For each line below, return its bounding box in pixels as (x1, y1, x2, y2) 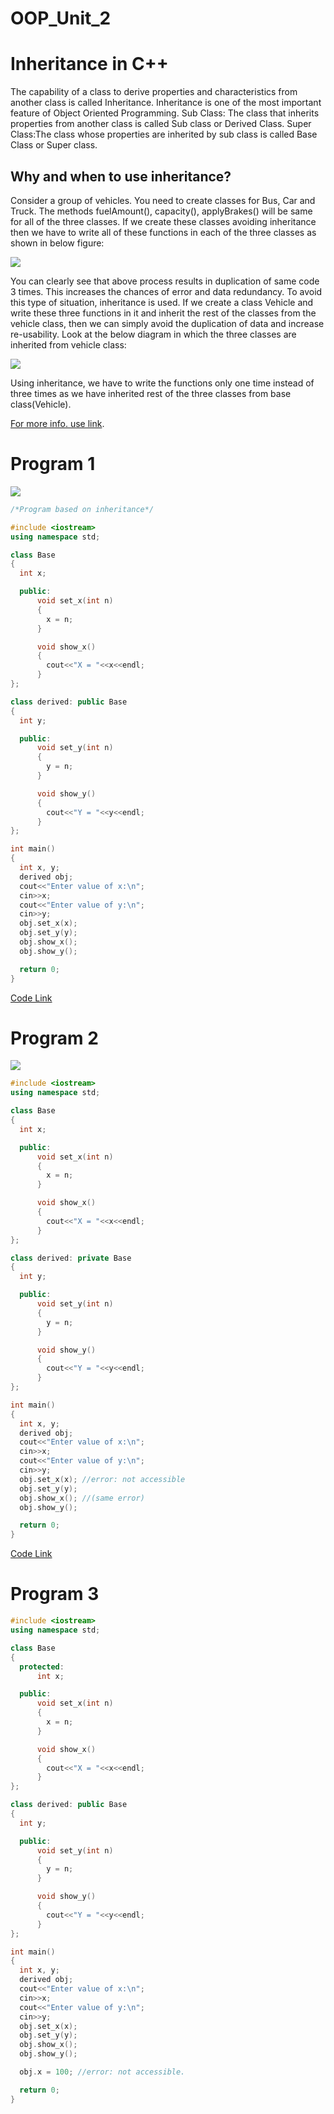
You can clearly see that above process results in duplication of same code (10, 275, 320, 287)
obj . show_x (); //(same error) (19, 1493, 145, 1503)
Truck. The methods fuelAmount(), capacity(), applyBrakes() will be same (10, 205, 313, 217)
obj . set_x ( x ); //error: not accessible (19, 1474, 186, 1484)
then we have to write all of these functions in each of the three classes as (10, 226, 317, 238)
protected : (19, 1662, 65, 1672)
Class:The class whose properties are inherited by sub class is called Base (10, 128, 318, 141)
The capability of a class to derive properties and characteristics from (10, 86, 298, 98)
